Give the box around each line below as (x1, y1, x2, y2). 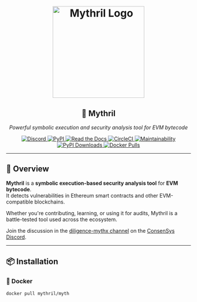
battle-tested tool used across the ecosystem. (6, 216, 117, 223)
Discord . (6, 233, 26, 240)
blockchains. (34, 198, 66, 205)
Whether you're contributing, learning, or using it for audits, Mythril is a (6, 209, 178, 216)
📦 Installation (6, 257, 59, 267)
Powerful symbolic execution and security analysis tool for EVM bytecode (9, 124, 188, 131)
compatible (6, 198, 33, 205)
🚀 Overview (6, 164, 49, 174)
